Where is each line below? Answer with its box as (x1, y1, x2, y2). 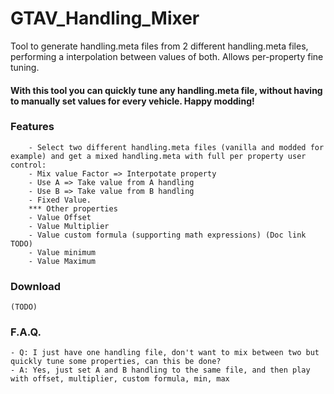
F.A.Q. (10, 325, 42, 339)
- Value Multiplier (28, 221, 110, 231)
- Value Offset (28, 212, 92, 222)
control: (10, 160, 47, 170)
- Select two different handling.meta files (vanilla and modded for (28, 142, 325, 152)
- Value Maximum (28, 256, 97, 266)
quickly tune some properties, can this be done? (10, 357, 222, 367)
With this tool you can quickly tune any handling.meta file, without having (10, 84, 323, 96)
